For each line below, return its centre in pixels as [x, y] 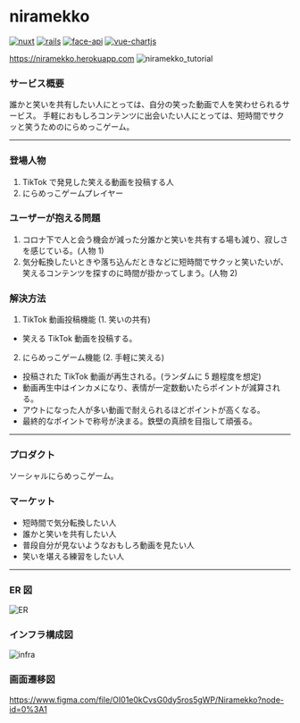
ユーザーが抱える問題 [55, 218]
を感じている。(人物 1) [63, 250]
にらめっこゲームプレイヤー [73, 193]
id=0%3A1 [28, 709]
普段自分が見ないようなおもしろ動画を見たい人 [108, 545]
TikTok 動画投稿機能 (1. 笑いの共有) [86, 320]
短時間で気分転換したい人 [69, 522]
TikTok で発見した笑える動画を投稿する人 [98, 181]
